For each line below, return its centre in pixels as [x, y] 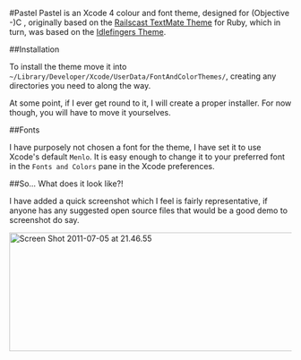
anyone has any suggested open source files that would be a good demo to [149, 210]
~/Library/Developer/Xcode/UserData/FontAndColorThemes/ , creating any [143, 76]
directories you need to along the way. [80, 86]
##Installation [34, 49]
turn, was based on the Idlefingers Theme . [88, 32]
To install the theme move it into [68, 67]
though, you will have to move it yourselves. [90, 112]
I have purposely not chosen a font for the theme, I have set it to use [135, 147]
